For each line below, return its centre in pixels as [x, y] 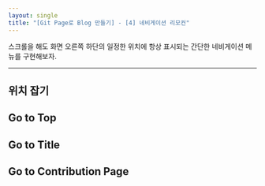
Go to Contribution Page [69, 171]
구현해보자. [40, 56]
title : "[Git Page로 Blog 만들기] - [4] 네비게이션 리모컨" [99, 23]
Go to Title [34, 145]
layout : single [33, 15]
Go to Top [32, 118]
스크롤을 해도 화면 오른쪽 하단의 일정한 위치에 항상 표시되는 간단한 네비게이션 [126, 46]
